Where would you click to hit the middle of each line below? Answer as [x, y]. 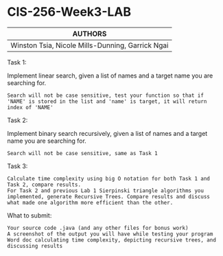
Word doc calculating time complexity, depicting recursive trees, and [111, 240]
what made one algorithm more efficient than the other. [90, 202]
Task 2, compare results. [44, 185]
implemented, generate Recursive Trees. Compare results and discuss [109, 196]
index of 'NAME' [30, 107]
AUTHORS [90, 34]
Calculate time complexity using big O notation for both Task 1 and [109, 178]
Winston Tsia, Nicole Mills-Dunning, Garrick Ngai [90, 45]
